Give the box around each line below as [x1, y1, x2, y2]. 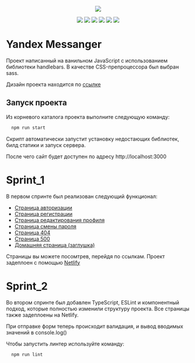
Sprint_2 [6, 279, 48, 293]
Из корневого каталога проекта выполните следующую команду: [6, 113, 170, 120]
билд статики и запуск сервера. [6, 141, 86, 149]
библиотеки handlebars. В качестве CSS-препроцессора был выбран [6, 63, 179, 70]
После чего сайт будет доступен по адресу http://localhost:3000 [6, 153, 167, 160]
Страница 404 [14, 229, 51, 236]
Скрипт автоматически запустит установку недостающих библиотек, [6, 135, 179, 142]
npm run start [11, 125, 46, 131]
